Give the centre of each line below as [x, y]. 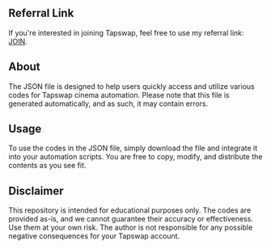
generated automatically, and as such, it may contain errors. [108, 103]
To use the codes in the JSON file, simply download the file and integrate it [133, 148]
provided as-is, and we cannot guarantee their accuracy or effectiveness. [131, 219]
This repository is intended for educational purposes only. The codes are [130, 210]
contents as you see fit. [47, 166]
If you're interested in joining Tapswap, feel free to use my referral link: [126, 32]
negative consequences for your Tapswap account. [94, 236]
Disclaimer [36, 190]
